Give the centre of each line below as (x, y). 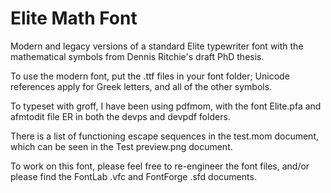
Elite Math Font (74, 18)
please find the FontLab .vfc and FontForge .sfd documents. (133, 176)
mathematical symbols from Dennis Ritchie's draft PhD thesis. (137, 56)
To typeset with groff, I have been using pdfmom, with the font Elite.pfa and (166, 106)
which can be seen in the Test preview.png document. (121, 146)
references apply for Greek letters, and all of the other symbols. (141, 86)
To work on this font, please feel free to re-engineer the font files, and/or (160, 166)
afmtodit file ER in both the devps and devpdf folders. (120, 116)
